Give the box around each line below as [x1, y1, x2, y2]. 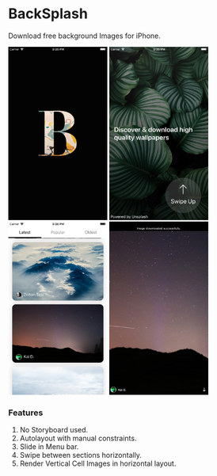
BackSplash [8, 5, 89, 23]
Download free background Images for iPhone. [8, 31, 161, 40]
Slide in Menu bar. [19, 442, 79, 451]
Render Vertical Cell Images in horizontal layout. [19, 459, 177, 468]
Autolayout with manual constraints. [19, 433, 137, 444]
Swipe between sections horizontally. [19, 451, 143, 460]
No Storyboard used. [19, 425, 89, 435]
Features [8, 407, 44, 418]
